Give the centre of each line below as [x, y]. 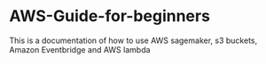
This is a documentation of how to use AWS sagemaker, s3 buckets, [133, 40]
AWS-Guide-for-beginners [110, 16]
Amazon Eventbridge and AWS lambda [80, 49]
